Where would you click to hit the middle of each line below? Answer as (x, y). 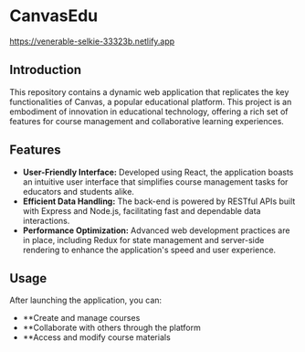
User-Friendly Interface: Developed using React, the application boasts (158, 172)
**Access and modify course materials (96, 337)
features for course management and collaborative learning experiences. (147, 121)
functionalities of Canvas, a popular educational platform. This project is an (151, 101)
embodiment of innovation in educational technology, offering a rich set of (149, 112)
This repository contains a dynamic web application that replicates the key (149, 91)
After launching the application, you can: (86, 300)
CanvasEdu (54, 16)
